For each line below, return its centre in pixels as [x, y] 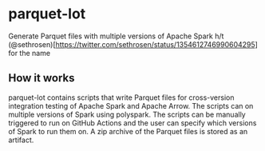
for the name [29, 53]
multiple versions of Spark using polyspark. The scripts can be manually [127, 114]
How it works [42, 78]
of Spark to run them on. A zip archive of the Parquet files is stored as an [128, 131]
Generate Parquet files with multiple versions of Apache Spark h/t [116, 36]
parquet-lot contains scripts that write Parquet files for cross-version [121, 97]
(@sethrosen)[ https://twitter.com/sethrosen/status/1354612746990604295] [133, 44]
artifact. [21, 140]
